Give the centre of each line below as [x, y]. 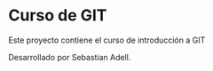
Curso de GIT [58, 16]
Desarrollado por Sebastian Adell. [70, 57]
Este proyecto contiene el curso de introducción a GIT [107, 40]
